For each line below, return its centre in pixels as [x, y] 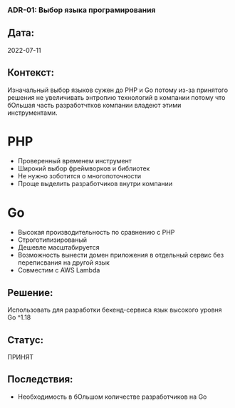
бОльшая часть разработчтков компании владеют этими [94, 105]
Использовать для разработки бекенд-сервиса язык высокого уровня [115, 310]
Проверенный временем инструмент [74, 161]
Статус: [26, 340]
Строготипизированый [52, 240]
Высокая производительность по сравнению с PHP [96, 233]
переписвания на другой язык [64, 262]
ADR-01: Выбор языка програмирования [82, 10]
